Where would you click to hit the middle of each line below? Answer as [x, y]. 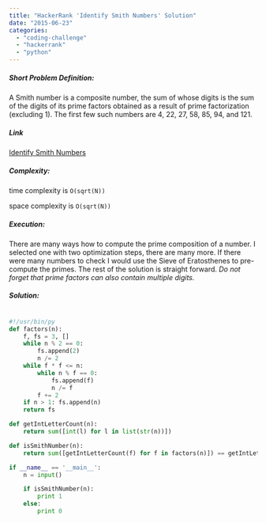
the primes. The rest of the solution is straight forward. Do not [140, 269]
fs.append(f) [72, 381]
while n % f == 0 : [67, 373]
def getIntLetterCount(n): [53, 424]
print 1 [50, 496]
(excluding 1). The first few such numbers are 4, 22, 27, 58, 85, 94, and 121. [131, 114]
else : [32, 504]
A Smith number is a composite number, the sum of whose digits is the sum [132, 97]
